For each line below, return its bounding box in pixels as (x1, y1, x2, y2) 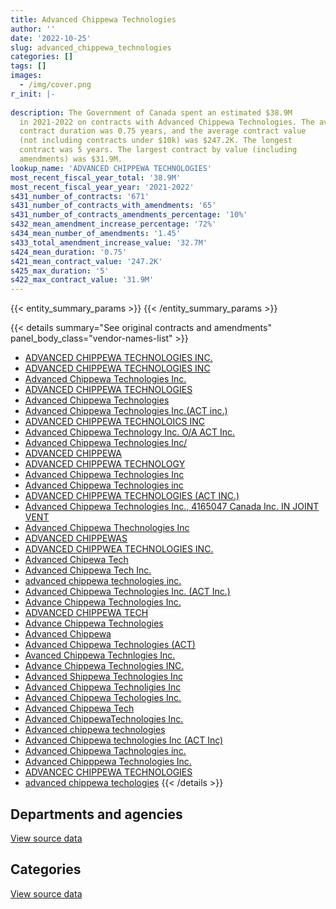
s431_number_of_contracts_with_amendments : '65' (10, 201, 217, 211)
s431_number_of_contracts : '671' (10, 191, 150, 201)
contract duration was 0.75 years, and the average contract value (19, 126, 307, 136)
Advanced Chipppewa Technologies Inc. (24, 756, 192, 768)
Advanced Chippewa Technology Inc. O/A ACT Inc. (24, 426, 236, 438)
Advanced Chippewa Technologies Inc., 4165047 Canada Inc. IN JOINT (24, 501, 320, 513)
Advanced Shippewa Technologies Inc (24, 671, 183, 683)
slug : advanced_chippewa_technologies (10, 42, 172, 53)
